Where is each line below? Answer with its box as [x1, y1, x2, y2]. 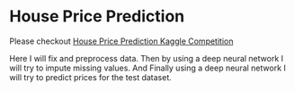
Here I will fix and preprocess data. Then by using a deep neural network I [9, 53, 284, 63]
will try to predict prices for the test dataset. [9, 71, 173, 82]
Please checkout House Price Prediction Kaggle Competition [9, 36, 234, 46]
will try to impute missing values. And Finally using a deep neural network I [9, 62, 286, 73]
